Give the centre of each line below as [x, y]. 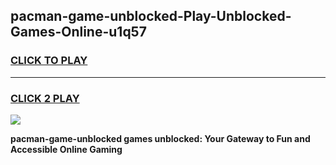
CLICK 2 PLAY [45, 98]
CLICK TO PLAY [49, 61]
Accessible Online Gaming [66, 149]
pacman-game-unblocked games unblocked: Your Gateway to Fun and [160, 138]
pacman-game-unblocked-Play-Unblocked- [151, 16]
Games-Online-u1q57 [78, 32]
